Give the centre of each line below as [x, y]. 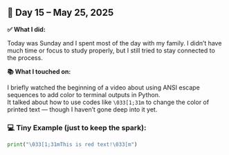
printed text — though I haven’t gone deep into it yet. [82, 109]
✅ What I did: [27, 29]
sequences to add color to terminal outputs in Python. [84, 94]
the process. [25, 58]
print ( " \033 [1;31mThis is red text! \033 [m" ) [72, 145]
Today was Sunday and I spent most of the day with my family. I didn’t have [114, 43]
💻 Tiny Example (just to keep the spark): [77, 127]
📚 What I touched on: [39, 71]
